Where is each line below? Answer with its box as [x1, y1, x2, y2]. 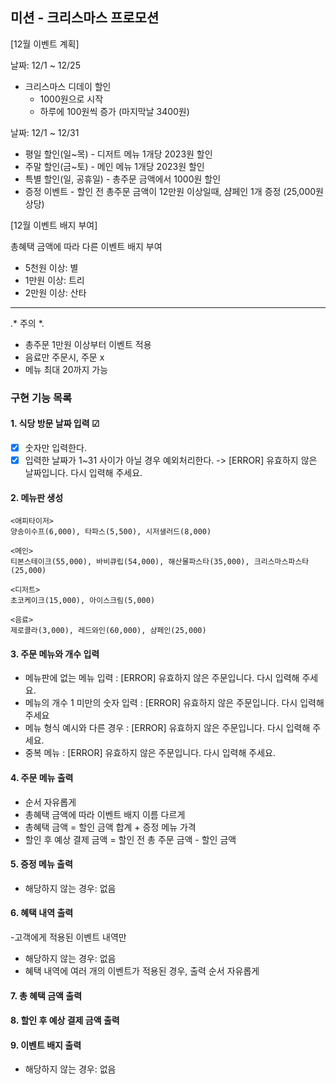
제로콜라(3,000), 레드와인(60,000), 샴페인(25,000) [10, 626, 207, 636]
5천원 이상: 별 [24, 261, 79, 273]
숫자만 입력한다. [24, 441, 87, 453]
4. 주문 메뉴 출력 [10, 772, 74, 784]
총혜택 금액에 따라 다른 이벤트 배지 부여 [10, 240, 163, 252]
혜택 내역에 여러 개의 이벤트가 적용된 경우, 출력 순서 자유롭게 [24, 965, 260, 977]
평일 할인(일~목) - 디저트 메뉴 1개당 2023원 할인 [24, 148, 213, 160]
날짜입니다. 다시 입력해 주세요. [24, 467, 143, 479]
